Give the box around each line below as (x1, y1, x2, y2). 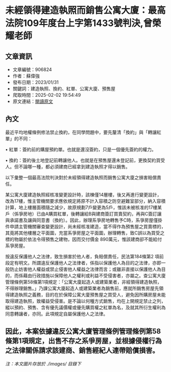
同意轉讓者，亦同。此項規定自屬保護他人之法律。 (5, 310, 108, 316)
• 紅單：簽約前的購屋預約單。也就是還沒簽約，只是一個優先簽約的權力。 (5, 146, 156, 152)
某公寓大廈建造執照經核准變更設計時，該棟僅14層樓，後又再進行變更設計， (5, 192, 162, 198)
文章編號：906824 (12, 67, 52, 72)
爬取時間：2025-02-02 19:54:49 (12, 92, 81, 98)
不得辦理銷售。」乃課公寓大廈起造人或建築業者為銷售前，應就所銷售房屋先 (5, 285, 159, 291)
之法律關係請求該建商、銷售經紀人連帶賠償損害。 (5, 346, 159, 355)
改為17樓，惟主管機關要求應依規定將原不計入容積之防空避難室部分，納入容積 (5, 198, 166, 204)
